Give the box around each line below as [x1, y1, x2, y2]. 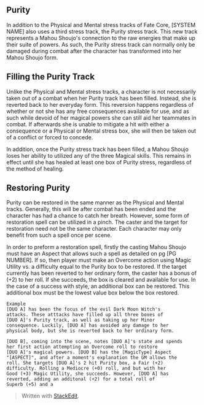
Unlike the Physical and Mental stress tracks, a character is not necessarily [6, 88, 197, 95]
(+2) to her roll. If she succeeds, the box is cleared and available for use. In [6, 276, 196, 283]
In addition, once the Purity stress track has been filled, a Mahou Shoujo [6, 145, 189, 153]
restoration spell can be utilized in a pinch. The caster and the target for [6, 218, 188, 226]
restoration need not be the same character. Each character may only [6, 225, 182, 233]
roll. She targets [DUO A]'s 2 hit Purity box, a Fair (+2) [6, 360, 164, 366]
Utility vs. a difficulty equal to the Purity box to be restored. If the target [6, 263, 187, 271]
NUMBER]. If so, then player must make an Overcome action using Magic [6, 256, 192, 264]
